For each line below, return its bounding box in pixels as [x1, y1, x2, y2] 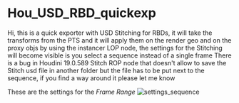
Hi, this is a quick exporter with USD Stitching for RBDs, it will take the [7, 28, 213, 37]
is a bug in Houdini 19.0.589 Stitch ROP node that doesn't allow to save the [7, 58, 227, 67]
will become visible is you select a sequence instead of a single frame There [7, 51, 232, 60]
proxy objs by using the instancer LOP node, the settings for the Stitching [7, 43, 223, 52]
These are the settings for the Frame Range [7, 87, 136, 96]
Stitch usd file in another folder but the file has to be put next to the [7, 66, 205, 75]
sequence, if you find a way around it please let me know [7, 73, 176, 82]
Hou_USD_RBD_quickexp [7, 5, 157, 21]
